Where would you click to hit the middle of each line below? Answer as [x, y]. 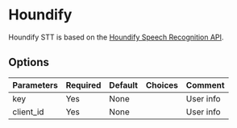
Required [83, 85]
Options [29, 62]
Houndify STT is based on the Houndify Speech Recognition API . [116, 37]
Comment [205, 85]
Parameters [35, 85]
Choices [162, 85]
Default [123, 85]
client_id [28, 112]
